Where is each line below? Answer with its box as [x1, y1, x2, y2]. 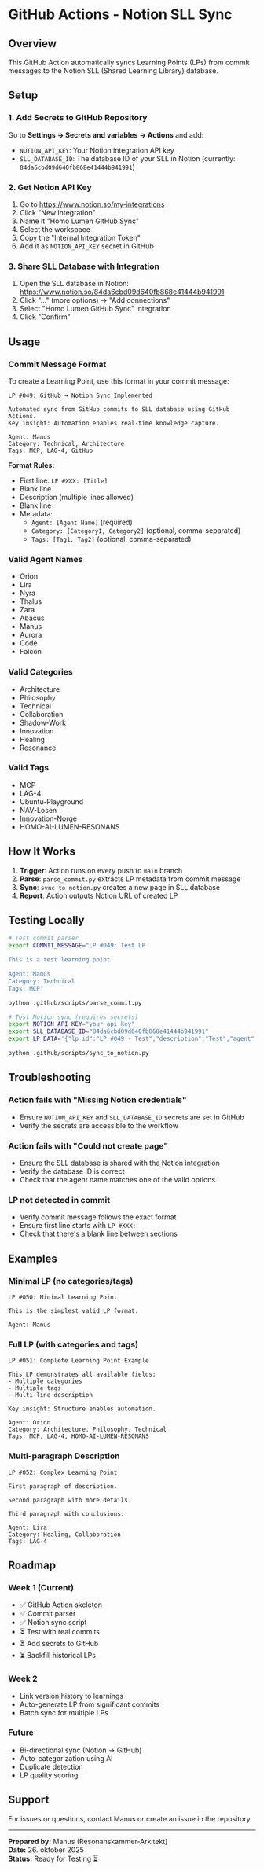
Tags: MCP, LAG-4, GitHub [8, 447, 93, 454]
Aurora [19, 630, 42, 640]
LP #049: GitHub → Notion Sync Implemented [8, 391, 153, 399]
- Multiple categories [8, 1377, 82, 1385]
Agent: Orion [8, 1419, 51, 1427]
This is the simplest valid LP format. [8, 1307, 139, 1314]
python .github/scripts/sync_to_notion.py [8, 1049, 149, 1057]
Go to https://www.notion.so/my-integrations [19, 199, 165, 209]
